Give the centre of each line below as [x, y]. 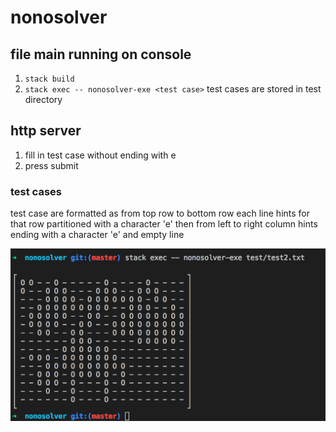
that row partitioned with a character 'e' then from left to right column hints [164, 224]
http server [46, 131]
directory [43, 99]
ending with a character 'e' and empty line [97, 235]
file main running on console [101, 54]
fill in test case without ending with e [100, 155]
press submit [51, 165]
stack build [49, 79]
